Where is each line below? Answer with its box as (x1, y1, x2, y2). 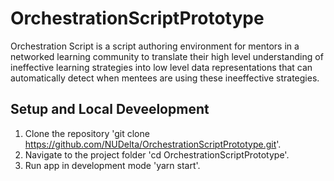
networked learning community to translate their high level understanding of (10, 50, 324, 62)
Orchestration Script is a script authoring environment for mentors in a (10, 40, 300, 52)
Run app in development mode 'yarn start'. (24, 159, 201, 171)
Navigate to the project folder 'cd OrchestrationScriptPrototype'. (24, 148, 290, 161)
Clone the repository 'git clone (24, 127, 150, 139)
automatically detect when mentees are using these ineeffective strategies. (10, 72, 320, 84)
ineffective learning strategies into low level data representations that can (10, 61, 313, 73)
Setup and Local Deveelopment (10, 101, 210, 118)
